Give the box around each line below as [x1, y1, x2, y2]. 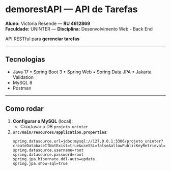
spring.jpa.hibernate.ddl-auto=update [12, 156, 95, 161]
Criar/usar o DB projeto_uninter [20, 123, 88, 129]
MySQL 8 [12, 79, 33, 85]
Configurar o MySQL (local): [12, 118, 73, 124]
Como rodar [5, 104, 44, 113]
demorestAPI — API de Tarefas [5, 4, 138, 15]
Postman [12, 85, 32, 91]
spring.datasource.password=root [12, 152, 84, 157]
